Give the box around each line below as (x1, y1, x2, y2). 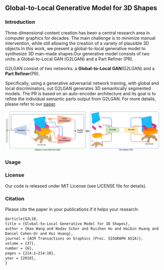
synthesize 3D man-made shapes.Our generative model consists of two (5, 51, 150, 56)
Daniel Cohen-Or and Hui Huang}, (5, 231, 73, 236)
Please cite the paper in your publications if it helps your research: (5, 206, 139, 213)
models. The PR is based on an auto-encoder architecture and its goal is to (5, 90, 156, 96)
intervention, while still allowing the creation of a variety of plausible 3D (5, 40, 149, 46)
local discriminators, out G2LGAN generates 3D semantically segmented (5, 85, 151, 91)
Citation (5, 195, 24, 202)
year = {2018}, (5, 256, 36, 261)
